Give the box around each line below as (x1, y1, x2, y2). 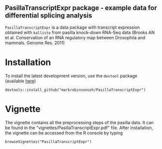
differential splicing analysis (5, 12, 92, 20)
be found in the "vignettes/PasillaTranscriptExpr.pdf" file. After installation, (5, 125, 153, 131)
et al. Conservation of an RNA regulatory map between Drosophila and (5, 34, 146, 40)
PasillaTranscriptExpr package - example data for (5, 4, 157, 12)
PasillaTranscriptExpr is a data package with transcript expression (5, 24, 140, 30)
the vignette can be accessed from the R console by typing (5, 130, 123, 135)
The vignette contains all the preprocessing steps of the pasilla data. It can (5, 119, 154, 125)
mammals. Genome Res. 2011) (5, 40, 65, 46)
